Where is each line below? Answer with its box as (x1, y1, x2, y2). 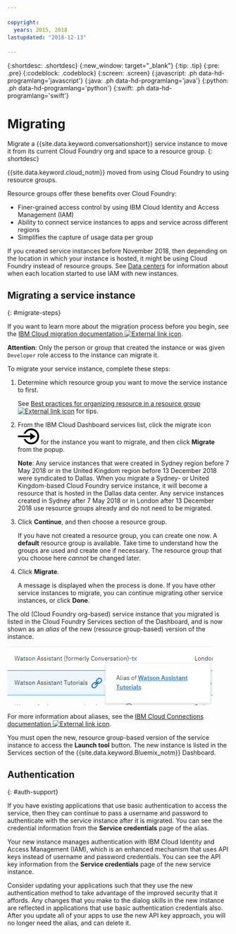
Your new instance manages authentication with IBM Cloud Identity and (7, 837, 215, 846)
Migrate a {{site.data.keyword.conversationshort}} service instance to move (7, 140, 228, 148)
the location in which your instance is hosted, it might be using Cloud (7, 254, 208, 263)
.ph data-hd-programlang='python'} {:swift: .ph (7, 84, 145, 92)
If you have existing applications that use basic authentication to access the (7, 801, 228, 810)
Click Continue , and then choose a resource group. (17, 517, 168, 526)
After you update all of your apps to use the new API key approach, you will (7, 911, 226, 919)
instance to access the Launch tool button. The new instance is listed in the (7, 741, 228, 749)
